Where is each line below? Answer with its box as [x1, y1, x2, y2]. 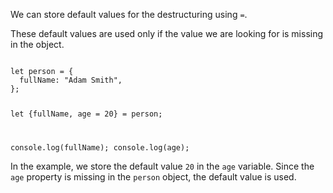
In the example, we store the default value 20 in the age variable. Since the [10, 160, 315, 172]
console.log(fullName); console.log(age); [10, 142, 190, 153]
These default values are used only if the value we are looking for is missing [10, 28, 324, 39]
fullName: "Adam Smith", [19, 75, 123, 85]
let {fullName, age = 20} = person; [10, 109, 163, 119]
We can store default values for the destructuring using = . [10, 9, 248, 20]
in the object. [10, 39, 65, 50]
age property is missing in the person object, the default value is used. [10, 170, 297, 183]
